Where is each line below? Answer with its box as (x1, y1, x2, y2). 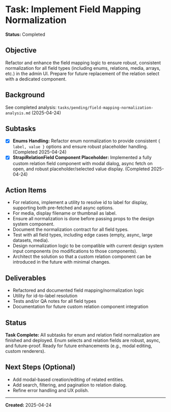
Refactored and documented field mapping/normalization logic (12, 287, 145, 294)
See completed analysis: (5, 104, 57, 110)
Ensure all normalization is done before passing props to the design (12, 216, 154, 222)
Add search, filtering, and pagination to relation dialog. (12, 381, 127, 388)
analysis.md (5, 111, 31, 116)
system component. (12, 221, 55, 227)
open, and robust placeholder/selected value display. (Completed (12, 166, 150, 172)
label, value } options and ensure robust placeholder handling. (12, 144, 148, 150)
